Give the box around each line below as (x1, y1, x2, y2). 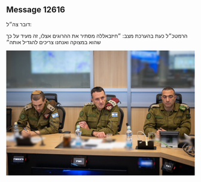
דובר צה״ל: (6, 20, 32, 27)
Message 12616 (6, 5, 66, 15)
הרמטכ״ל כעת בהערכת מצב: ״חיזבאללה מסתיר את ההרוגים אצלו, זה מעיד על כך (6, 32, 188, 39)
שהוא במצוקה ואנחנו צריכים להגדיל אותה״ (6, 38, 101, 45)
